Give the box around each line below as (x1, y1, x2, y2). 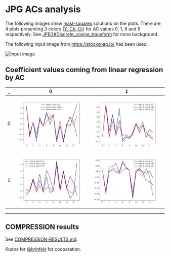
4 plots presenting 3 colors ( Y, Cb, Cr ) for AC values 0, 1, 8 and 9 (5, 25, 141, 31)
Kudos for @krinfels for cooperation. (5, 246, 81, 252)
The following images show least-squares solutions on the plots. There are (5, 20, 161, 26)
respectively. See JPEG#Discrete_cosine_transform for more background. (5, 31, 159, 37)
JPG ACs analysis (5, 4, 81, 15)
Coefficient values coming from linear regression (5, 66, 163, 74)
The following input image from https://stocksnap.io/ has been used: (5, 41, 148, 47)
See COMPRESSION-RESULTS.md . (5, 236, 78, 242)
